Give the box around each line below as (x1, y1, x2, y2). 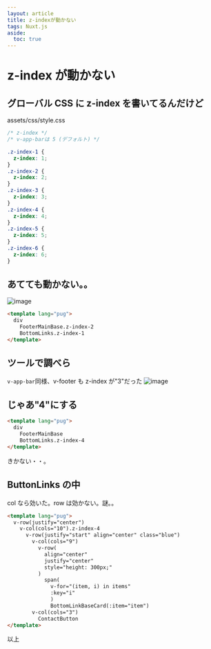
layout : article (7, 10, 54, 17)
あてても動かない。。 (7, 279, 93, 290)
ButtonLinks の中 (7, 479, 81, 491)
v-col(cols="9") (32, 538, 79, 545)
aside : (7, 29, 26, 37)
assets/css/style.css (7, 116, 66, 124)
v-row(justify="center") (13, 519, 85, 526)
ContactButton (37, 615, 79, 622)
